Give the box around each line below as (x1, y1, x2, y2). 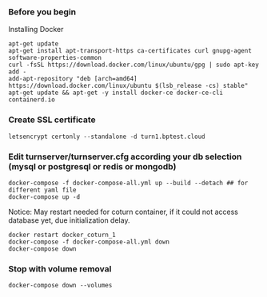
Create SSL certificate (8, 114, 96, 125)
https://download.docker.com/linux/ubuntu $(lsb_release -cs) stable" (8, 82, 249, 90)
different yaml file (8, 186, 78, 194)
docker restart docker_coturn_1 (8, 231, 116, 239)
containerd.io (8, 96, 56, 104)
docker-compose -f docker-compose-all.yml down (8, 238, 170, 246)
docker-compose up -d (8, 192, 81, 201)
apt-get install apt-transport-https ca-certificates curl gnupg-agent (8, 47, 252, 55)
